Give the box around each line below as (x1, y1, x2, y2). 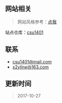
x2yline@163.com (12, 64, 49, 70)
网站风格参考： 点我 (17, 19, 57, 25)
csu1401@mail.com (12, 58, 52, 64)
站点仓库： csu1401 (5, 29, 44, 35)
